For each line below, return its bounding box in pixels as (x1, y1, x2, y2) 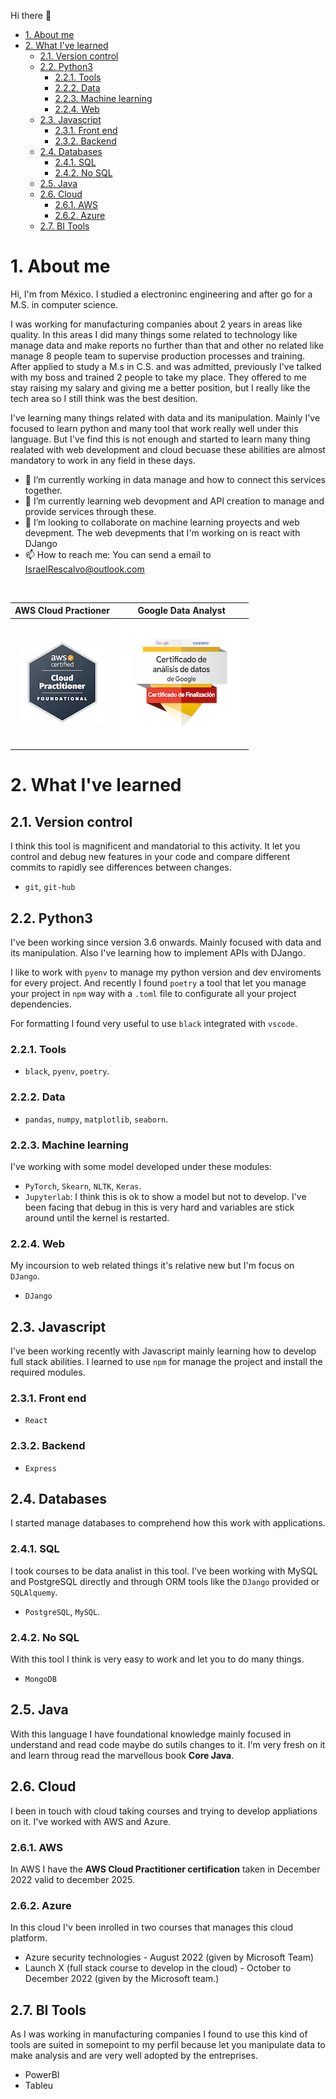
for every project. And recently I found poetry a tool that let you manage (10, 977, 307, 989)
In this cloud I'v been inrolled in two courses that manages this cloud (10, 1921, 294, 1934)
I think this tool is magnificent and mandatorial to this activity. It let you (10, 840, 301, 852)
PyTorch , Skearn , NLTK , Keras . (24, 1180, 142, 1192)
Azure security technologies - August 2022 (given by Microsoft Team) (24, 1951, 315, 1964)
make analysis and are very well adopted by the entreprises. (10, 2050, 258, 2062)
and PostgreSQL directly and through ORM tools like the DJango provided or (10, 1575, 320, 1587)
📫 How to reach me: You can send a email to (24, 548, 212, 560)
